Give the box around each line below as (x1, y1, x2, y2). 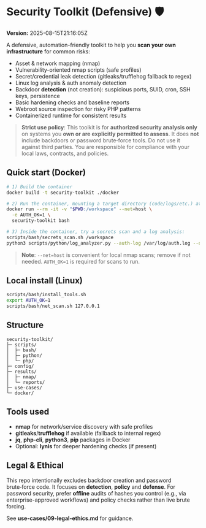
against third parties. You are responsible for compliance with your (21, 143, 190, 150)
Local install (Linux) (6, 275, 83, 286)
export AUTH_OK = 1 (6, 297, 51, 304)
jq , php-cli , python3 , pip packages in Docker (15, 436, 131, 443)
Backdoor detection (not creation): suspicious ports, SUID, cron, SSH (15, 85, 191, 93)
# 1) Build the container (6, 183, 72, 190)
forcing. (6, 502, 26, 510)
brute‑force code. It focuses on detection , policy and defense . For (6, 483, 176, 491)
